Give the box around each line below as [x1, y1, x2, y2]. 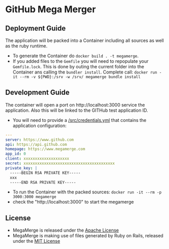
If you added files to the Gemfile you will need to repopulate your [12, 58, 149, 64]
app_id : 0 [5, 152, 26, 157]
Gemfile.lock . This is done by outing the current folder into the [12, 64, 144, 69]
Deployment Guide [5, 24, 66, 33]
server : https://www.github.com [5, 137, 74, 142]
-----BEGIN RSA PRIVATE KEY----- [10, 170, 81, 176]
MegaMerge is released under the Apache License [12, 227, 119, 233]
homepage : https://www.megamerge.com [5, 146, 86, 152]
